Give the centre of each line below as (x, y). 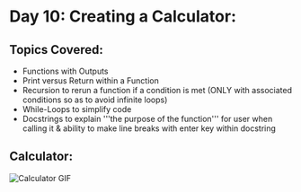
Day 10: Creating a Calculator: (123, 17)
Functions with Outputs (65, 71)
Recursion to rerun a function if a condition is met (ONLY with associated (157, 90)
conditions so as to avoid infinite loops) (95, 100)
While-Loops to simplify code (77, 109)
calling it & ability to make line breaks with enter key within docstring (149, 128)
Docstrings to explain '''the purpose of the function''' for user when (147, 119)
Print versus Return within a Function (90, 81)
